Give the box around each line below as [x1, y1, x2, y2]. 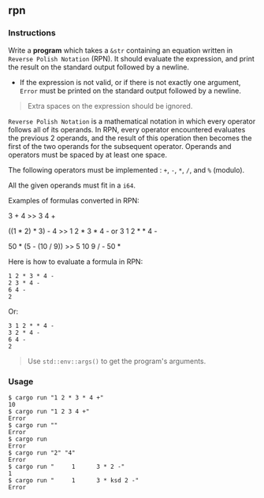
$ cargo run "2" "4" [8, 448, 76, 457]
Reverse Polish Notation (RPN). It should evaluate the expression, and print [8, 54, 255, 63]
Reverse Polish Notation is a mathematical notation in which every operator [8, 116, 256, 126]
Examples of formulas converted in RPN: [8, 195, 139, 205]
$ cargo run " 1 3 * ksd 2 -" [8, 476, 139, 485]
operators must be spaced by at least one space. [8, 150, 168, 159]
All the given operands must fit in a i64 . [8, 180, 136, 190]
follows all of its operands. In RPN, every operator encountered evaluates [8, 124, 246, 134]
